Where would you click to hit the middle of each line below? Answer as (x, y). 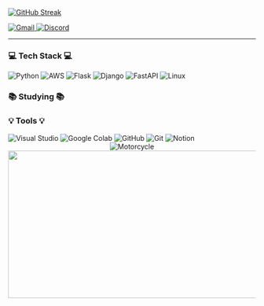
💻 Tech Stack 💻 (40, 56)
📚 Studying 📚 (37, 97)
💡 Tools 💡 (26, 121)
